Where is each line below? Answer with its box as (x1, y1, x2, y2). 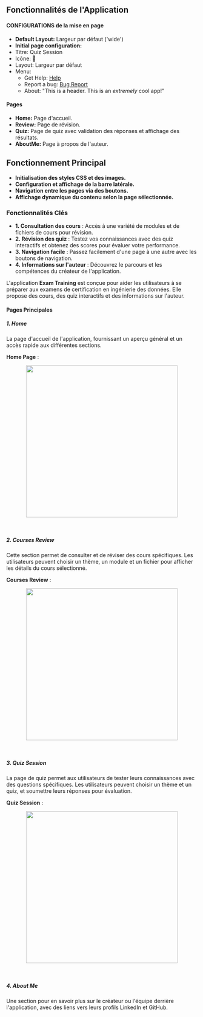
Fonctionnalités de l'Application (6, 5, 129, 15)
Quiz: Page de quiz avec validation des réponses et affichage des (15, 127, 180, 134)
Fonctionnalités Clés (6, 208, 68, 217)
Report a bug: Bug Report (24, 80, 88, 87)
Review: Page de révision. (15, 121, 81, 128)
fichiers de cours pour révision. (15, 228, 93, 236)
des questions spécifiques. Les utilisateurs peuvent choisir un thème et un (6, 781, 192, 789)
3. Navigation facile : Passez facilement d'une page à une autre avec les (15, 248, 197, 255)
